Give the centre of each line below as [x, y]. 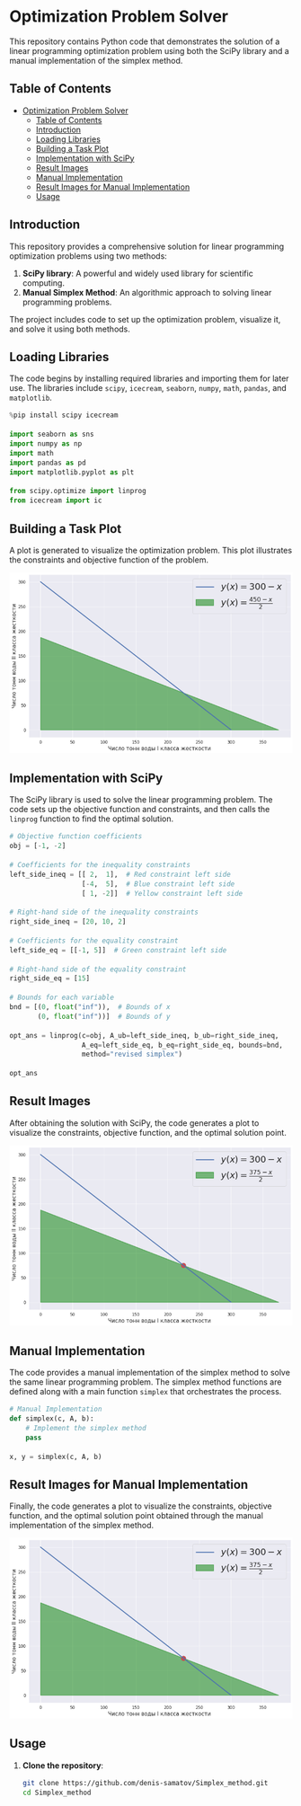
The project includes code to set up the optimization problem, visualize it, [145, 319]
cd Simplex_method [57, 1793]
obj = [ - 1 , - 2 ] [38, 846]
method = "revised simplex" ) [132, 1054]
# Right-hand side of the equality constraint [98, 969]
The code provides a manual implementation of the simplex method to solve [150, 1373]
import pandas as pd [48, 463]
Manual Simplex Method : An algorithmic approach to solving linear [147, 292]
